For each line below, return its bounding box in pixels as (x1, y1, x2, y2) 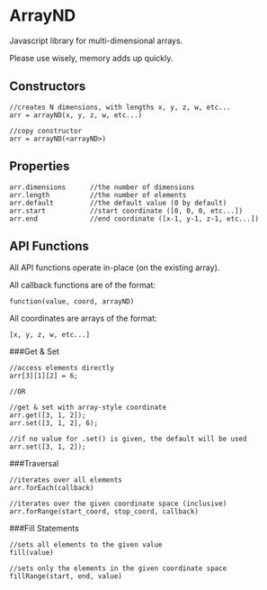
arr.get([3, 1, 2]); (9, 411, 87, 420)
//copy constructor (9, 126, 83, 135)
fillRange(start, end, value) (9, 572, 123, 581)
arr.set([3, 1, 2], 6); (9, 419, 99, 428)
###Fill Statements (9, 523, 79, 534)
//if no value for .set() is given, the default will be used (9, 434, 247, 444)
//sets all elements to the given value (9, 540, 164, 549)
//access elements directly (9, 364, 115, 373)
